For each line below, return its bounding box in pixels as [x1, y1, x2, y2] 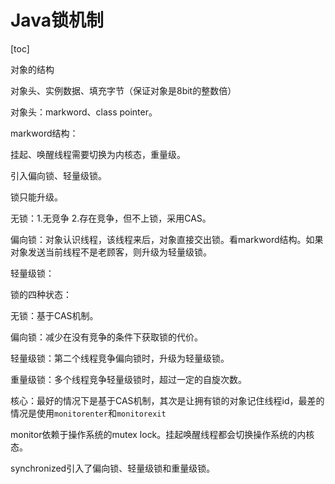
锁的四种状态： [10, 288, 72, 300]
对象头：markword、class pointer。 [10, 106, 158, 118]
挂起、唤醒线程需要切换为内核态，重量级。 [10, 148, 186, 160]
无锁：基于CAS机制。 [10, 309, 99, 321]
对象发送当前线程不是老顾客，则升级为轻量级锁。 [10, 246, 212, 258]
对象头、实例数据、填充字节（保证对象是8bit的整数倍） [10, 84, 237, 96]
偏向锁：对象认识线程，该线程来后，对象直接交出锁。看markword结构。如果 [10, 233, 324, 245]
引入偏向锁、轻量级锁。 [10, 169, 107, 181]
